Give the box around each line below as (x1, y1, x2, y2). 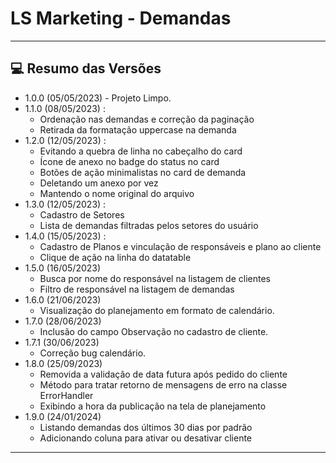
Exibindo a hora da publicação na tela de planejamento (39, 400, 267, 412)
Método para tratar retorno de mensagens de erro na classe (39, 378, 288, 391)
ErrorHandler (39, 389, 94, 401)
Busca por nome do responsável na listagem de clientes (39, 272, 272, 284)
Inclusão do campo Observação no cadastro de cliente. (39, 325, 269, 337)
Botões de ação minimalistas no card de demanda (39, 166, 247, 178)
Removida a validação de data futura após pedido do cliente (39, 368, 288, 380)
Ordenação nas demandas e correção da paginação (39, 113, 255, 125)
